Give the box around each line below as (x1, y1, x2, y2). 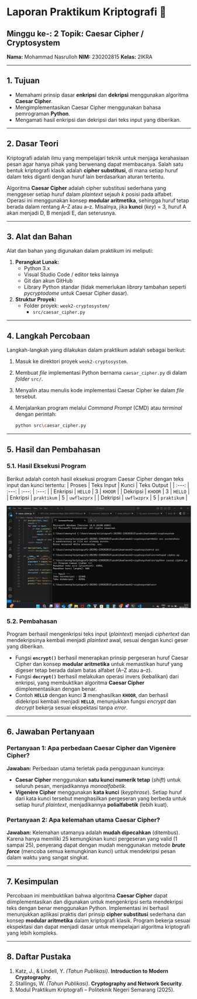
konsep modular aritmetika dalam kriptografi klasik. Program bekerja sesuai (6, 917, 191, 924)
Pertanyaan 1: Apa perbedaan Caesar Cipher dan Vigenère (6, 744, 176, 752)
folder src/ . (15, 375, 43, 383)
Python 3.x (23, 265, 50, 272)
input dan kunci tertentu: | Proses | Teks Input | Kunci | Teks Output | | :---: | (6, 481, 189, 488)
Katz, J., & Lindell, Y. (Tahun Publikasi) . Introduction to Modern (15, 967, 169, 974)
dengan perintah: (15, 410, 57, 418)
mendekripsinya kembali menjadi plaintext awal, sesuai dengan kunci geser (6, 637, 189, 644)
